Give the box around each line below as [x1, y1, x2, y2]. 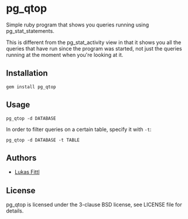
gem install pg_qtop [6, 84, 57, 90]
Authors [6, 153, 37, 163]
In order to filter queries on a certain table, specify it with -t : [6, 126, 152, 133]
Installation [6, 68, 48, 78]
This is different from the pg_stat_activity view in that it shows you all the [6, 39, 182, 46]
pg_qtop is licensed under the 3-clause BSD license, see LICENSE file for [6, 201, 183, 208]
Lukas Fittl [14, 169, 40, 176]
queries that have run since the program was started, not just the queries [6, 45, 183, 52]
